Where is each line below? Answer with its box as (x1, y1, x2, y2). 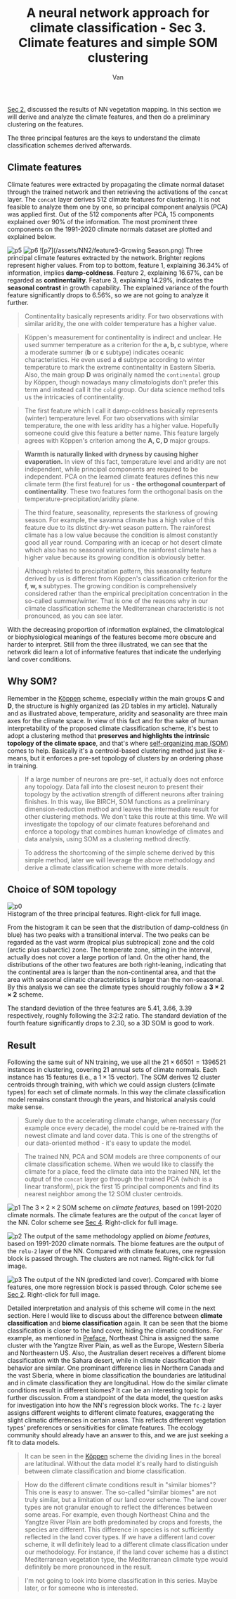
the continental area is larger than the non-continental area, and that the (7, 968, 216, 976)
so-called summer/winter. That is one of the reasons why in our (24, 596, 209, 605)
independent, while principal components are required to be (24, 465, 199, 473)
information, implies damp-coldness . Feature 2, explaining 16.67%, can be (7, 268, 223, 277)
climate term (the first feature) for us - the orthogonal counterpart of (24, 479, 226, 488)
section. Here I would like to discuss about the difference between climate (7, 1312, 223, 1320)
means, (7, 753, 29, 762)
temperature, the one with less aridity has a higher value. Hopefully (24, 421, 219, 429)
